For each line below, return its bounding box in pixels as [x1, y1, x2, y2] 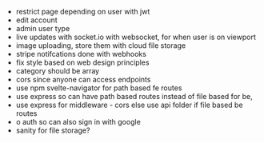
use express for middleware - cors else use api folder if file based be [15, 100, 243, 109]
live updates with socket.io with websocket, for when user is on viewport [15, 32, 256, 42]
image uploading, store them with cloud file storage [15, 41, 186, 50]
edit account [15, 15, 58, 25]
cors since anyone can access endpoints [15, 75, 151, 84]
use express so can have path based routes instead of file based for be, [15, 92, 254, 101]
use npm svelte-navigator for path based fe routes [15, 83, 182, 93]
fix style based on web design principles [15, 58, 150, 67]
